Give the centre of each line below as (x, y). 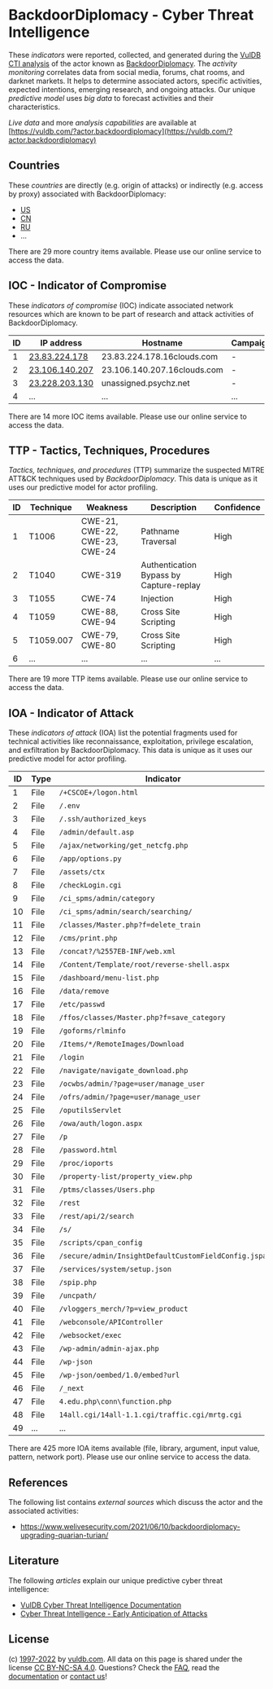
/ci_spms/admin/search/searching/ (126, 912)
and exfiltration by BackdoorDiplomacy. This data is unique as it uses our (130, 750)
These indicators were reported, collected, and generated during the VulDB (135, 55)
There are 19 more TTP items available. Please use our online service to (128, 679)
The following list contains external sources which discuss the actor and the (136, 1502)
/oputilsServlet (90, 1111)
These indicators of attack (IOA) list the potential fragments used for (123, 733)
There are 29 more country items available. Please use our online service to (135, 251)
